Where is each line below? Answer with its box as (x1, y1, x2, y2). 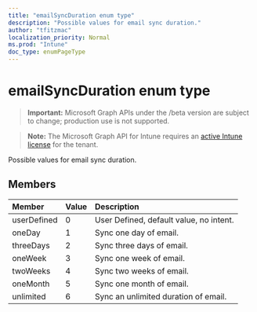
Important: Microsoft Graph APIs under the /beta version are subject (27, 108, 249, 117)
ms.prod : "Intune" (8, 41, 68, 49)
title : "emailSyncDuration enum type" (8, 11, 135, 20)
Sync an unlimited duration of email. (94, 291, 227, 302)
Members (8, 178, 56, 191)
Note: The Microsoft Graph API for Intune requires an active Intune (27, 131, 243, 141)
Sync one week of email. (94, 252, 186, 263)
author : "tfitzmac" (8, 26, 72, 34)
